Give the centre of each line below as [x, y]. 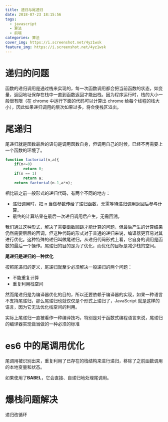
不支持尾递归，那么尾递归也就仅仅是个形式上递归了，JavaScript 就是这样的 [82, 300]
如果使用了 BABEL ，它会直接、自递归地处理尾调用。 [58, 377]
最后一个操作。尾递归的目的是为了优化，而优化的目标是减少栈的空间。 [86, 245]
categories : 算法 [22, 38]
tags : [11, 19]
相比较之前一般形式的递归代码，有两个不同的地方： [58, 193]
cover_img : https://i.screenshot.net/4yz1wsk [53, 43]
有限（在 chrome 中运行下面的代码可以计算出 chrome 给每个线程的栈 [85, 101]
